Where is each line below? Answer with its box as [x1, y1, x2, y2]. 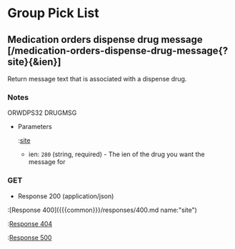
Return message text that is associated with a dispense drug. [7, 75, 187, 83]
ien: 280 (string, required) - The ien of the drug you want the [28, 150, 205, 158]
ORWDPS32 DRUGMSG [7, 108, 77, 117]
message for [28, 158, 66, 166]
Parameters [17, 123, 52, 131]
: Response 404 [7, 219, 53, 228]
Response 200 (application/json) [17, 191, 114, 200]
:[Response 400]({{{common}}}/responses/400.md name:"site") [7, 205, 198, 214]
